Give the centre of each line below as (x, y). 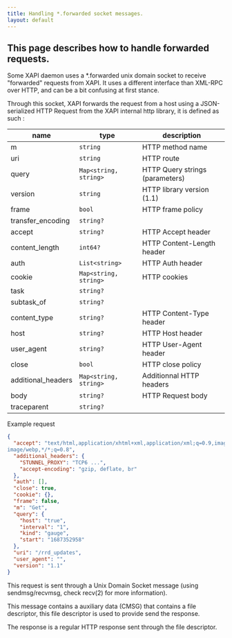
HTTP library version (175, 190)
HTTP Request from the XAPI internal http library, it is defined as (128, 111)
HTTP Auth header (172, 263)
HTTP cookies (165, 277)
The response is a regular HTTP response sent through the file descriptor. (112, 627)
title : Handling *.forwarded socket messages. (75, 14)
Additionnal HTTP (171, 376)
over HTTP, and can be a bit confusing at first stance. (83, 90)
